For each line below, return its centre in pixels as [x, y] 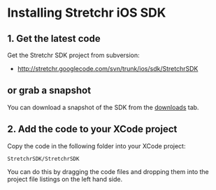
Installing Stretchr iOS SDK [87, 13]
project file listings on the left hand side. [65, 179]
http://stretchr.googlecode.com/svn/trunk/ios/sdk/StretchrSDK [108, 69]
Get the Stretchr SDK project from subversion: [73, 55]
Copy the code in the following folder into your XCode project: [96, 146]
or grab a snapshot [49, 91]
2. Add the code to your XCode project [92, 129]
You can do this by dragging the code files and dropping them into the [108, 171]
